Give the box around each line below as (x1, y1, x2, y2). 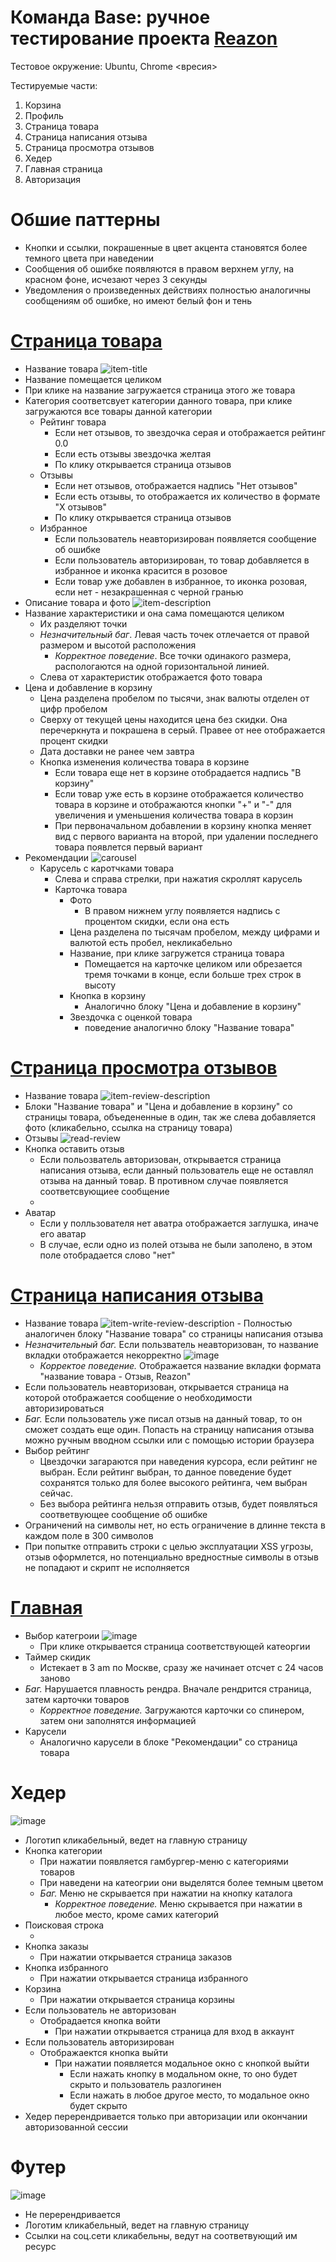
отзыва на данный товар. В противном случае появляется (39, 1174, 289, 1186)
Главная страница (24, 162, 103, 175)
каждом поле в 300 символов (24, 1529, 154, 1541)
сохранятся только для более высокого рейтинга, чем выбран (39, 1476, 308, 1488)
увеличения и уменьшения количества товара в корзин (54, 809, 294, 821)
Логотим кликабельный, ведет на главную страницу (24, 2219, 250, 2231)
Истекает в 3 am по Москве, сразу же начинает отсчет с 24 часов (39, 1661, 324, 1673)
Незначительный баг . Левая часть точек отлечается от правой (39, 628, 310, 640)
